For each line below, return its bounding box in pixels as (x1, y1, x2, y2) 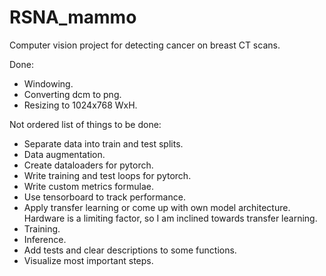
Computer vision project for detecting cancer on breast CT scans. (9, 39, 281, 51)
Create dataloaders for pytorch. (23, 159, 154, 171)
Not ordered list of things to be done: (9, 118, 162, 130)
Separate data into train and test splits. (23, 137, 184, 150)
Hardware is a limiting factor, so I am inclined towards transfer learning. (23, 212, 318, 224)
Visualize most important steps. (23, 254, 154, 266)
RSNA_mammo (9, 6, 137, 29)
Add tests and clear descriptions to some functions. (23, 244, 237, 256)
